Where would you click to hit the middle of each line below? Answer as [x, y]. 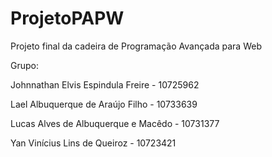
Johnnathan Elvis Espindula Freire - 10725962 [105, 84]
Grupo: [24, 65]
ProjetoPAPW [67, 18]
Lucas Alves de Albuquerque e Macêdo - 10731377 [115, 123]
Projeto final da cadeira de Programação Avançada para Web [136, 46]
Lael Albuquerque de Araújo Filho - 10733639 [104, 104]
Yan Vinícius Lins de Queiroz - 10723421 [93, 143]
